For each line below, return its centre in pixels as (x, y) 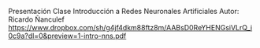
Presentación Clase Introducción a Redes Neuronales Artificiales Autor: (124, 11)
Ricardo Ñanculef (37, 19)
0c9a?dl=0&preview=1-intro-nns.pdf (67, 36)
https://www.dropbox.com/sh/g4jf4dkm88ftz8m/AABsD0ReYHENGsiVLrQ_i (130, 27)
